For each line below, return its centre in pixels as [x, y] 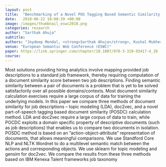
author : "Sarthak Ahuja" [31, 33]
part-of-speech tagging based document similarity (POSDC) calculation [78, 112]
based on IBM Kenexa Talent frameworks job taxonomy [61, 160]
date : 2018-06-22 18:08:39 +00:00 [43, 19]
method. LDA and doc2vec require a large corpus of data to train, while [77, 117]
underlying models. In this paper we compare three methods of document [80, 102]
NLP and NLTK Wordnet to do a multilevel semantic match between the [77, 144]
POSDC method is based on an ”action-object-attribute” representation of [80, 133]
